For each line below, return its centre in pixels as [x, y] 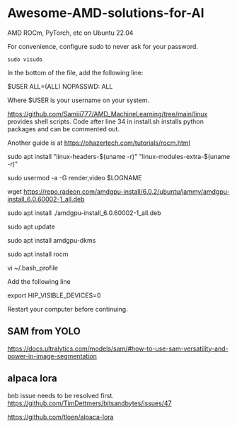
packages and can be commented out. [64, 128]
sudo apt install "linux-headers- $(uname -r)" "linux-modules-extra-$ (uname [119, 156]
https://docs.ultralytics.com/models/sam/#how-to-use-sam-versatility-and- [118, 349]
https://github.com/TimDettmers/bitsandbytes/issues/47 [89, 403]
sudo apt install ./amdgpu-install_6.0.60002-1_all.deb [84, 213]
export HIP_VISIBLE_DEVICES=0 [54, 295]
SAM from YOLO [44, 331]
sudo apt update [31, 226]
